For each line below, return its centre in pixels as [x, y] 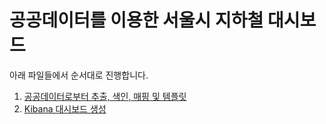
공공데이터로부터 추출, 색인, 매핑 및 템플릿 [105, 96]
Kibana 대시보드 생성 [65, 108]
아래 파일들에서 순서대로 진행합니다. [79, 75]
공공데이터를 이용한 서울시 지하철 [136, 20]
